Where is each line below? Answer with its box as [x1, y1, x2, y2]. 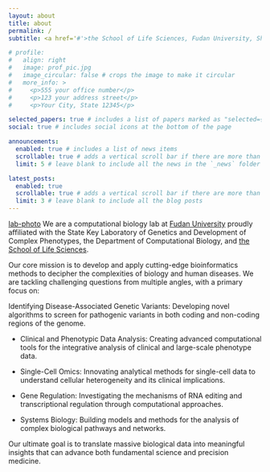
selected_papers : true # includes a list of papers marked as [8, 116, 221, 124]
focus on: [8, 286, 40, 295]
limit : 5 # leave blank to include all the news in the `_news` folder [15, 160, 261, 168]
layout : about [8, 11, 56, 20]
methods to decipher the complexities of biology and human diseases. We [8, 269, 254, 278]
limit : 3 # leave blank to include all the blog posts [15, 197, 203, 205]
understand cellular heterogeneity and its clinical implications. [19, 376, 226, 384]
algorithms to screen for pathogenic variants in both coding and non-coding [8, 310, 260, 319]
